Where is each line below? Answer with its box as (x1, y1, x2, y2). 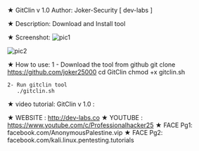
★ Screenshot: (7, 33, 51, 41)
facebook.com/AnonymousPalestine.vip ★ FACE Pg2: (7, 129, 163, 136)
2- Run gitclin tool (7, 81, 68, 88)
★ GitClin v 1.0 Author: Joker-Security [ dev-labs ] (7, 6, 153, 14)
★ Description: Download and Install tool (7, 20, 126, 27)
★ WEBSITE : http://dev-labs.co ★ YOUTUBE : (7, 114, 143, 122)
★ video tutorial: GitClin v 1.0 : (7, 100, 95, 108)
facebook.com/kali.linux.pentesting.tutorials (7, 136, 135, 144)
